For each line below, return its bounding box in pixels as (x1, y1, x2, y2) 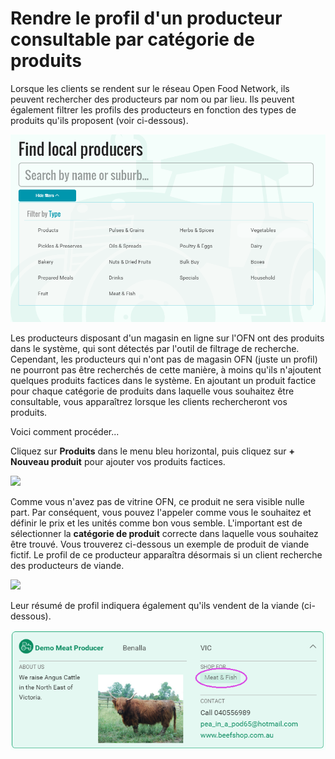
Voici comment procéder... (10, 426, 120, 438)
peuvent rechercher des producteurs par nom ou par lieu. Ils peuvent (10, 93, 295, 105)
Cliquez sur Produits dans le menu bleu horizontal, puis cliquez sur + (10, 445, 296, 457)
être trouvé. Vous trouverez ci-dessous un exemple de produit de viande (10, 538, 310, 551)
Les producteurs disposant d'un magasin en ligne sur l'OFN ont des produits (10, 332, 325, 344)
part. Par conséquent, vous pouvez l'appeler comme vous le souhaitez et (10, 507, 312, 519)
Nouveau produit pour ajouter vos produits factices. (10, 456, 226, 468)
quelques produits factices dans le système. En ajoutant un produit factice (10, 375, 317, 387)
